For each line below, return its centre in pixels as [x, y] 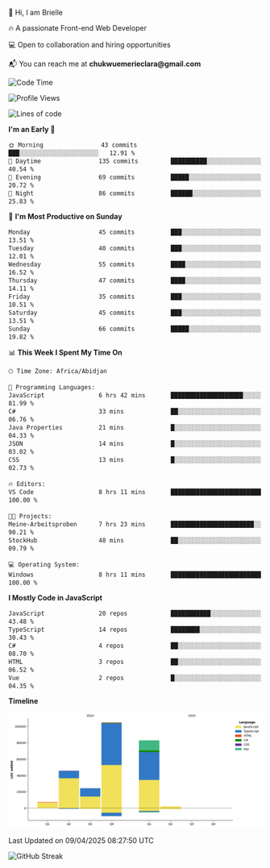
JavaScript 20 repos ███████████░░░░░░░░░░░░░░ [135, 613]
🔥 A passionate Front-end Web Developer [78, 28]
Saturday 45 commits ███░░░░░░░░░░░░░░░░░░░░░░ [135, 313]
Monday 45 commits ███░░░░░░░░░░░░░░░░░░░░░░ [135, 232]
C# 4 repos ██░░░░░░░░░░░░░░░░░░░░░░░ [135, 646]
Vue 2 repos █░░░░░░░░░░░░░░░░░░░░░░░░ [135, 678]
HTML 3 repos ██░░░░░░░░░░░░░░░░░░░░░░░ [135, 662]
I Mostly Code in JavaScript [56, 598]
